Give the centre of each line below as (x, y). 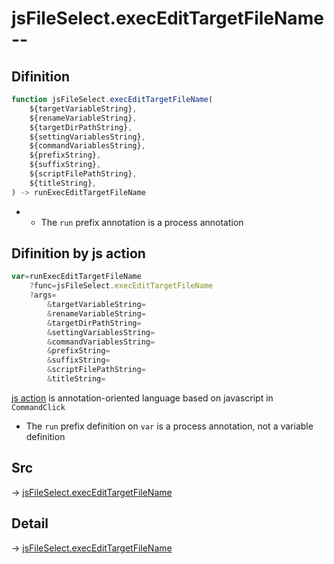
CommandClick (38, 407)
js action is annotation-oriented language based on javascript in (142, 398)
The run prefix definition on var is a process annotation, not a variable (169, 426)
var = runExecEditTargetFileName (76, 277)
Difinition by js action (78, 253)
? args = (43, 295)
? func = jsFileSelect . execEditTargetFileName (121, 286)
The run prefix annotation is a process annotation (142, 222)
